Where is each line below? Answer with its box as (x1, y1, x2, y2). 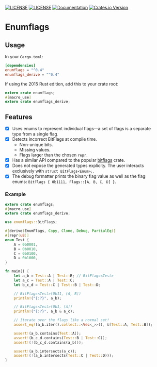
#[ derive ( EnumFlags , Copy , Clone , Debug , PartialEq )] (5, 229, 116, 234)
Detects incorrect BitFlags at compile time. (12, 136, 97, 142)
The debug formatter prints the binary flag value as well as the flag (12, 173, 146, 179)
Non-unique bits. (19, 142, 53, 148)
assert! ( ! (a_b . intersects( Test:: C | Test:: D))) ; (14, 353, 114, 358)
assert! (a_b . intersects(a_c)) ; (14, 349, 77, 354)
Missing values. (19, 147, 51, 153)
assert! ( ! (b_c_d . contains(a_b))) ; (14, 340, 83, 345)
